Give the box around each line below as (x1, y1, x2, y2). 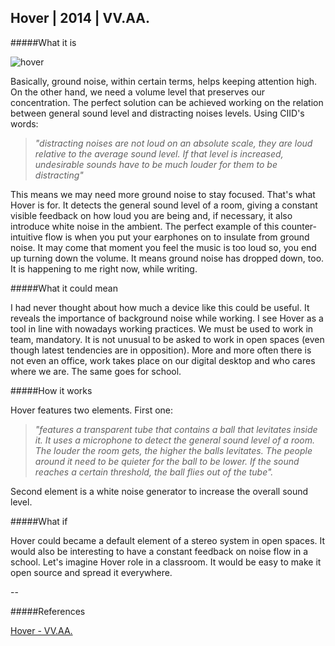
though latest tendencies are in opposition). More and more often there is (10, 344, 312, 356)
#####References (10, 605, 86, 617)
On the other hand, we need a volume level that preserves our (10, 86, 266, 98)
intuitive (10, 231, 43, 243)
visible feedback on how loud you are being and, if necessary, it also (10, 209, 293, 221)
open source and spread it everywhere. (10, 566, 173, 578)
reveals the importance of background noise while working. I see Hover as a (10, 312, 324, 324)
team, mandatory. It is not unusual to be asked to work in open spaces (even (10, 333, 325, 345)
